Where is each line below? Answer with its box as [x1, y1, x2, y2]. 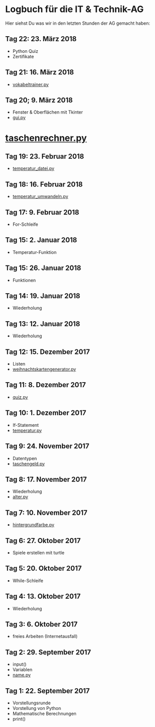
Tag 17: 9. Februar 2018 [5, 208, 80, 217]
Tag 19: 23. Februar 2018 [5, 152, 85, 160]
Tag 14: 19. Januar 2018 [5, 292, 81, 300]
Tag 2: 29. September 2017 [5, 648, 92, 657]
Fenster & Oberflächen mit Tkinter [12, 109, 83, 115]
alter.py [12, 494, 29, 500]
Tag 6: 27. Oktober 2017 [5, 536, 81, 545]
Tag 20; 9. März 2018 [5, 96, 73, 104]
